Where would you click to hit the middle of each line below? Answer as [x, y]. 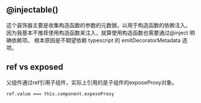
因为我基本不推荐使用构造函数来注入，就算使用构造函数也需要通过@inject [97, 33]
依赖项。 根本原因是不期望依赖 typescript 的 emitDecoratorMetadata [96, 40]
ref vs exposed [35, 67]
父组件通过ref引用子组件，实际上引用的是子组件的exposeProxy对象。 [92, 82]
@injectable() [32, 10]
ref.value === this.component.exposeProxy [60, 94]
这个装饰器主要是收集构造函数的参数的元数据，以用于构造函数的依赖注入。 [98, 25]
